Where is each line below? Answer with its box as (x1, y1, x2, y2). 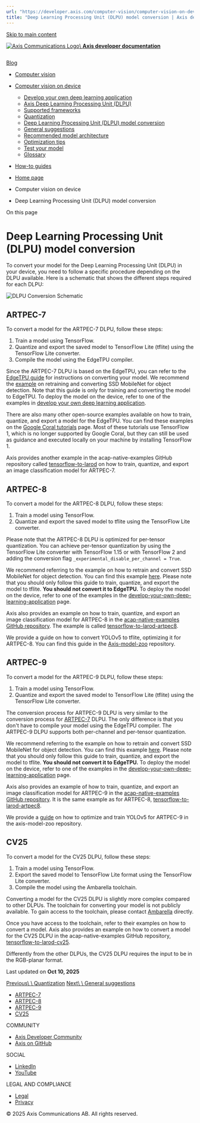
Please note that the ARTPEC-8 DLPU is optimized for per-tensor (6, 536, 165, 543)
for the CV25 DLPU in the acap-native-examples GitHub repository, (6, 932, 171, 939)
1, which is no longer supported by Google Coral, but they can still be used (6, 430, 189, 437)
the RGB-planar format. (6, 956, 64, 964)
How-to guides (14, 162, 52, 169)
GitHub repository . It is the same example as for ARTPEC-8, (6, 795, 152, 803)
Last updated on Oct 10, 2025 (6, 968, 80, 975)
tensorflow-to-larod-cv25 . (6, 938, 70, 946)
